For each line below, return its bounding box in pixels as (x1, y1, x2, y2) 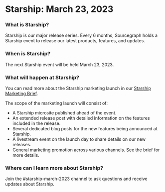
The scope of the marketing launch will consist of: (5, 100, 108, 106)
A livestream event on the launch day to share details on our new (12, 136, 146, 142)
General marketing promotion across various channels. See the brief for (12, 147, 160, 153)
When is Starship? (5, 50, 51, 57)
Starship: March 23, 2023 (5, 3, 114, 15)
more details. (12, 152, 40, 158)
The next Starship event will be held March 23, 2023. (5, 61, 114, 68)
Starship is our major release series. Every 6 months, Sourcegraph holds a (5, 32, 158, 38)
